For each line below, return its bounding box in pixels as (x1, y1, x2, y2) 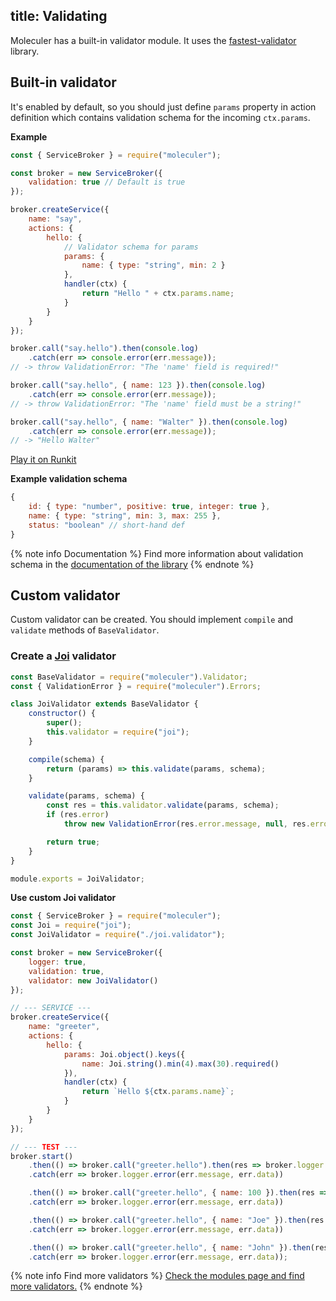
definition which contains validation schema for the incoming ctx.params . (10, 111, 311, 123)
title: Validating (10, 8, 108, 25)
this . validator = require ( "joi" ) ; (46, 727, 190, 738)
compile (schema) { (28, 754, 105, 764)
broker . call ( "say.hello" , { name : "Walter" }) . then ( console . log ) (10, 417, 289, 427)
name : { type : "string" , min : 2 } (81, 260, 226, 271)
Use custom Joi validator (10, 892, 117, 904)
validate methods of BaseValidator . (10, 624, 160, 636)
